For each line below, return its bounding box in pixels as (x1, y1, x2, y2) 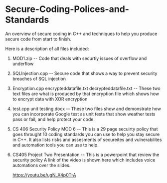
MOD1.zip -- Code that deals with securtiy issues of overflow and (12, 55, 147, 61)
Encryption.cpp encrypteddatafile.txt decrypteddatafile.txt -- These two (12, 85, 161, 91)
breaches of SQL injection (12, 75, 66, 81)
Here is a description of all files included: (5, 45, 89, 51)
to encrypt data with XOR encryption (12, 96, 88, 102)
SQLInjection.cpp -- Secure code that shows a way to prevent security (12, 70, 158, 76)
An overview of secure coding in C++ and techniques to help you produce (5, 30, 158, 36)
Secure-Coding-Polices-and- (5, 3, 130, 15)
